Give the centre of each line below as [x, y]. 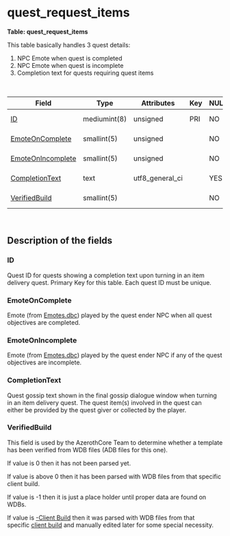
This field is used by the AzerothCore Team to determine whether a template [115, 442]
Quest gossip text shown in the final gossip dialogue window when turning [112, 395]
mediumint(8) [105, 119]
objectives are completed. [44, 322]
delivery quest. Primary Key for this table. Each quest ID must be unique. [110, 282]
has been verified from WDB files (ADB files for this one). [87, 450]
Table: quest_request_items [48, 32]
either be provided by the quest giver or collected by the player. [97, 410]
